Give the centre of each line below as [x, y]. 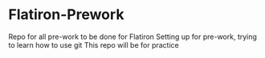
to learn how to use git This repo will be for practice [94, 44]
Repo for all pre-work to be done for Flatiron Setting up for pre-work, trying [132, 37]
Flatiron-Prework [66, 15]
